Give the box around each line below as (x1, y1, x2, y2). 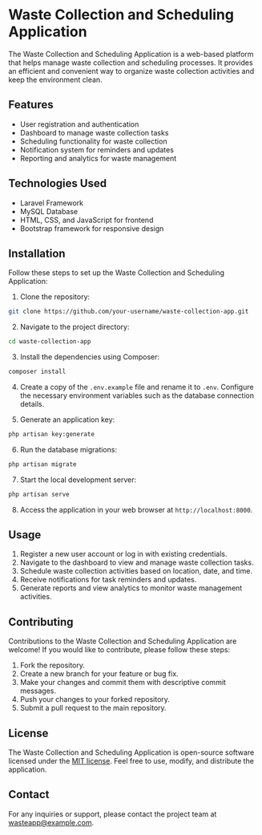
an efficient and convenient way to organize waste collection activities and (8, 66, 255, 75)
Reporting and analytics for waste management (19, 153, 177, 163)
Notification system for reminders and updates (19, 144, 175, 154)
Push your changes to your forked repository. (19, 695, 171, 704)
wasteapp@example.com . (8, 817, 95, 827)
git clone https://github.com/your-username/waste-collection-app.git (8, 307, 249, 316)
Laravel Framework (19, 198, 84, 208)
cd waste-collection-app (8, 338, 91, 346)
